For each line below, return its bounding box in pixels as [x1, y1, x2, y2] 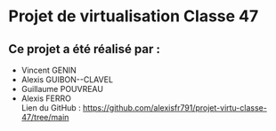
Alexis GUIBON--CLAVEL [20, 74, 113, 85]
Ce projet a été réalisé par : [8, 42, 161, 57]
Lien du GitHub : [20, 103, 81, 112]
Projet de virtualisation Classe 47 [8, 6, 259, 27]
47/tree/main [20, 112, 69, 122]
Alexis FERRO [20, 93, 72, 104]
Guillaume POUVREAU [20, 84, 104, 94]
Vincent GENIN [20, 65, 77, 75]
